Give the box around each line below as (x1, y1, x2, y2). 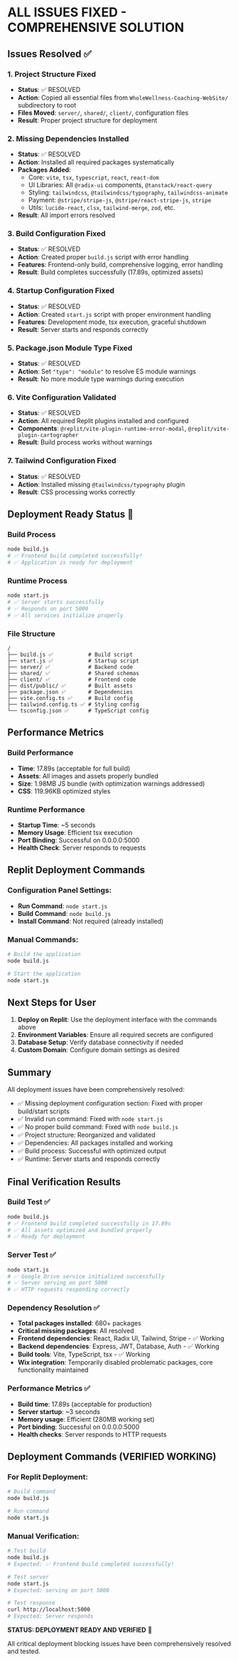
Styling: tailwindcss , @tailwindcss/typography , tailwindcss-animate (28, 188, 229, 197)
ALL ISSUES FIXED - (7, 4, 127, 21)
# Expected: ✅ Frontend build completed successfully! (7, 1561, 175, 1568)
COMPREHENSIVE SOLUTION (7, 19, 185, 36)
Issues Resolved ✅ (7, 48, 92, 60)
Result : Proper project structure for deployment (17, 115, 158, 125)
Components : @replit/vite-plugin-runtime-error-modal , (17, 425, 187, 433)
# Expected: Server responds (7, 1613, 94, 1620)
